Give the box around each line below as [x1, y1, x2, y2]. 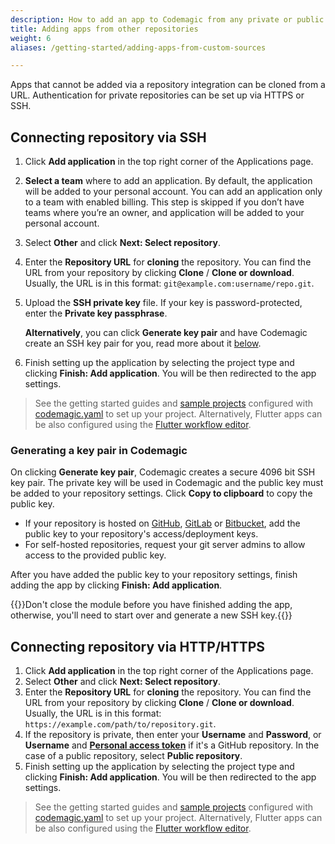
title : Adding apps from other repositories [10, 24, 199, 34]
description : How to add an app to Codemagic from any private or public [10, 14, 325, 25]
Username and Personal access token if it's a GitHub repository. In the [24, 739, 320, 751]
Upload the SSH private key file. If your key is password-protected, [24, 297, 303, 309]
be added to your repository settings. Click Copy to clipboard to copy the [10, 487, 313, 500]
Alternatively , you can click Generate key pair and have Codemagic [24, 327, 308, 339]
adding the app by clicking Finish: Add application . [10, 579, 223, 591]
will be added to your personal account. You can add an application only [24, 186, 323, 198]
